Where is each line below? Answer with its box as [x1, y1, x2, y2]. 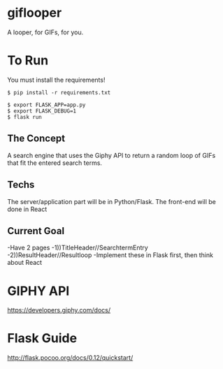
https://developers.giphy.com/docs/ [7, 306, 110, 314]
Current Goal [7, 225, 65, 237]
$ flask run [7, 113, 42, 120]
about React [7, 259, 43, 267]
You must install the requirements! [7, 75, 106, 84]
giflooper [7, 5, 62, 21]
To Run [7, 52, 49, 68]
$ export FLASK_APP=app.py [7, 101, 86, 108]
